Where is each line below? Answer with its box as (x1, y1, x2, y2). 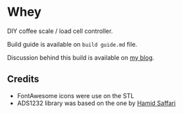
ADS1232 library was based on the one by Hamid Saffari (16, 99, 176, 107)
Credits (7, 73, 40, 85)
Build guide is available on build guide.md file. (7, 40, 138, 48)
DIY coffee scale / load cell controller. (7, 27, 113, 35)
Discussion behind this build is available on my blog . (7, 53, 155, 62)
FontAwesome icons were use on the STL (16, 91, 135, 100)
